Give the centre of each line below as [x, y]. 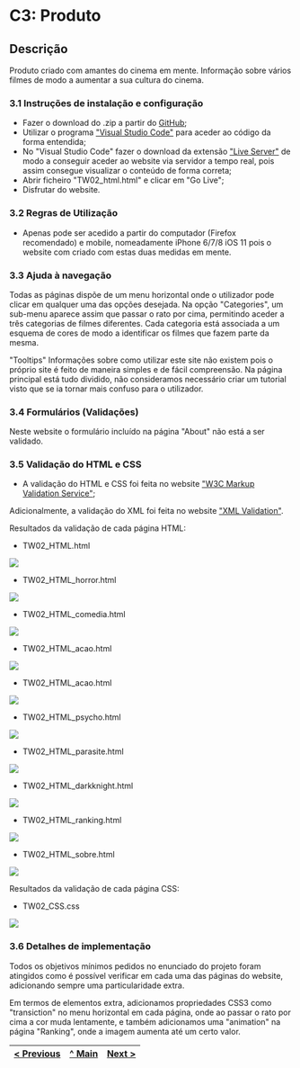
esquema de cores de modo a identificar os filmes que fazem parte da [139, 333]
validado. [26, 441]
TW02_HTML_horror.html [69, 580]
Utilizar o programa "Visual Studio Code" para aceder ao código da [146, 132]
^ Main [84, 1054]
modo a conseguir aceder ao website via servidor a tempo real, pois [148, 161]
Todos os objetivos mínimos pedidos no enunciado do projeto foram [135, 966]
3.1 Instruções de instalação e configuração [106, 103]
